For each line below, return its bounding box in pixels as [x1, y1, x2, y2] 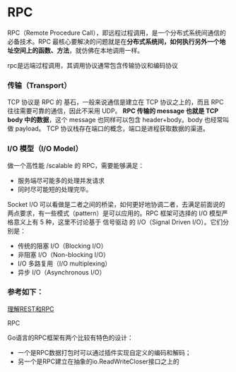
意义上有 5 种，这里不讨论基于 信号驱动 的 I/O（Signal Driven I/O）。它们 [13, 217, 223, 226]
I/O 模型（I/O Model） [7, 144, 83, 154]
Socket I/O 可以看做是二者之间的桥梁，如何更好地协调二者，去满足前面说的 [7, 200, 225, 208]
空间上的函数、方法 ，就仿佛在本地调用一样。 [13, 46, 143, 54]
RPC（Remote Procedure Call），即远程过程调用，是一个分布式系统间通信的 [7, 28, 226, 37]
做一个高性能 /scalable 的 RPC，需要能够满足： [7, 161, 145, 169]
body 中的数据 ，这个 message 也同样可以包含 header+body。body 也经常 [7, 116, 223, 124]
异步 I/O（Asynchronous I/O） [17, 268, 106, 276]
